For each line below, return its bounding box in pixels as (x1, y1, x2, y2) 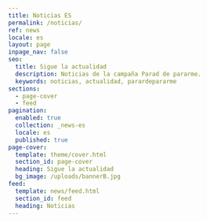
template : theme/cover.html (15, 150, 107, 158)
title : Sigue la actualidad (15, 63, 107, 71)
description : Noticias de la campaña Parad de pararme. (15, 70, 202, 78)
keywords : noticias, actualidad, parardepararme (15, 77, 177, 85)
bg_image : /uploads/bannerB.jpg (15, 172, 122, 181)
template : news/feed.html (15, 187, 100, 195)
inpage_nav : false (8, 48, 68, 56)
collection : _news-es (15, 121, 86, 129)
